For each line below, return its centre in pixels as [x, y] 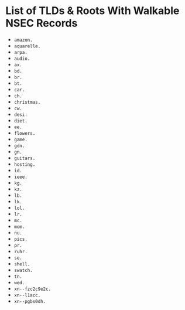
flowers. [25, 133]
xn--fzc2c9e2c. [32, 289]
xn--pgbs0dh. [30, 301]
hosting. [25, 164]
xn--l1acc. [27, 295]
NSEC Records [42, 23]
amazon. [23, 40]
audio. [22, 59]
